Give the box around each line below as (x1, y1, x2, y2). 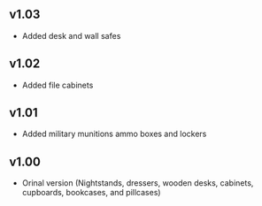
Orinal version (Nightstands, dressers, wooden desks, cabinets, (21, 178, 254, 188)
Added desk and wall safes (21, 30, 121, 41)
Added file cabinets (21, 80, 94, 90)
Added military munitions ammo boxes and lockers (21, 128, 207, 140)
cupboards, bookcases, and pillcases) (21, 187, 161, 198)
